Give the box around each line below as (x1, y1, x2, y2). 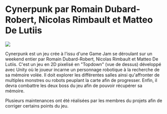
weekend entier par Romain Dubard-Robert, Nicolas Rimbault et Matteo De (5, 56, 159, 62)
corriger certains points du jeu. (5, 102, 69, 108)
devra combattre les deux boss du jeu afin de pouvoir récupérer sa (5, 82, 143, 88)
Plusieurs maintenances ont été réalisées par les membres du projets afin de (5, 97, 163, 103)
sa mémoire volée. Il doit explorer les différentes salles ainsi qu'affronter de (5, 71, 160, 78)
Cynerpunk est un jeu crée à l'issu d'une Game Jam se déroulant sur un (5, 50, 153, 56)
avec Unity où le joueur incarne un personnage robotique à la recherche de (5, 66, 160, 72)
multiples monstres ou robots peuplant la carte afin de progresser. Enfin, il (5, 77, 158, 83)
